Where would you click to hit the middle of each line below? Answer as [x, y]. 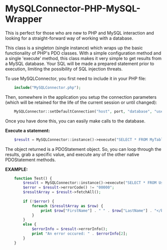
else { [30, 224]
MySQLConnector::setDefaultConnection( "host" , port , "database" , [83, 111]
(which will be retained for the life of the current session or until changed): [81, 102]
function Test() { [33, 178]
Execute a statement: [28, 130]
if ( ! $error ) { [39, 201]
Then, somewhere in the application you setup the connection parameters [81, 97]
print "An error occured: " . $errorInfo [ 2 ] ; [80, 234]
